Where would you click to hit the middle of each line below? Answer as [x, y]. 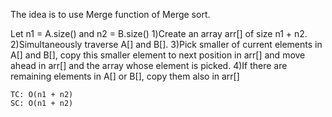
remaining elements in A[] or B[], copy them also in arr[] [125, 76]
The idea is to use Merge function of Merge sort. [110, 14]
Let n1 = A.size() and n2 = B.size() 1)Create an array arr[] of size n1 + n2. [159, 33]
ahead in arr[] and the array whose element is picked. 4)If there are [149, 65]
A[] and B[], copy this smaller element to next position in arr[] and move [158, 55]
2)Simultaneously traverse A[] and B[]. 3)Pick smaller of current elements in [166, 44]
